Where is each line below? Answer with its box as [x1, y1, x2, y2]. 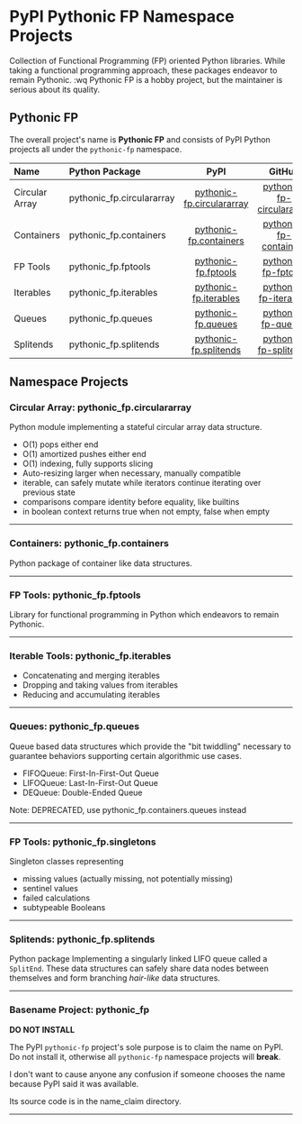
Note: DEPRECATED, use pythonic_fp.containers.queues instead [9, 804, 247, 815]
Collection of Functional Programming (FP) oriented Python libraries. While [9, 55, 286, 66]
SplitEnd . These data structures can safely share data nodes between [9, 963, 270, 974]
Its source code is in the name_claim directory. [9, 1095, 182, 1106]
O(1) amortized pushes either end [22, 449, 147, 460]
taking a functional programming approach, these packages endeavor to [9, 65, 278, 76]
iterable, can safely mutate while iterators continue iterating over [22, 478, 262, 489]
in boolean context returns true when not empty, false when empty [22, 507, 271, 517]
